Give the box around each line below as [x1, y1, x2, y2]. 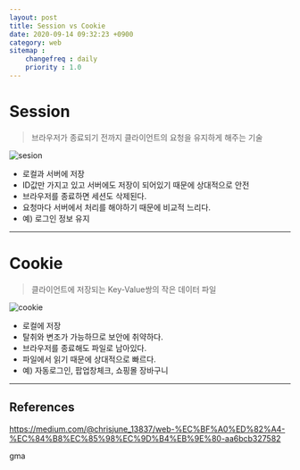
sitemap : [9, 46, 46, 55]
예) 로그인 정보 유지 [21, 213, 90, 223]
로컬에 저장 [21, 320, 62, 331]
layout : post [9, 13, 58, 22]
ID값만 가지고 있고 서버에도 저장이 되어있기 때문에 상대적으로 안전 [21, 180, 250, 190]
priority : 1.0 [25, 63, 82, 72]
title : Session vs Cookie [9, 21, 105, 30]
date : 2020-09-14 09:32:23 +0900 [9, 29, 134, 38]
